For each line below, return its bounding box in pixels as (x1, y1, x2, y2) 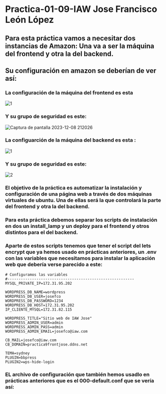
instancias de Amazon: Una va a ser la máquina (5, 41, 155, 50)
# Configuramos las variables (5, 272, 68, 277)
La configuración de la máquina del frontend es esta (5, 89, 133, 96)
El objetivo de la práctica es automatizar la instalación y (5, 185, 142, 192)
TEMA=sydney (5, 351, 30, 356)
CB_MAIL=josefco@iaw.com (5, 338, 57, 343)
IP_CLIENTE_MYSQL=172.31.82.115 (5, 307, 72, 312)
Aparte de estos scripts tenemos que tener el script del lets (5, 242, 151, 249)
